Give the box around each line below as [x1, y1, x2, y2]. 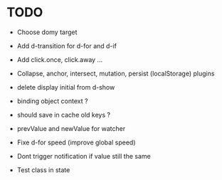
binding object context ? [16, 97, 88, 105]
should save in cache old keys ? [16, 110, 111, 119]
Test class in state [16, 165, 70, 174]
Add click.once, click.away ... [16, 55, 103, 64]
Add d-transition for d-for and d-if [16, 41, 117, 50]
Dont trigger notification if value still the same [16, 152, 151, 160]
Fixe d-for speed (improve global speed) [16, 138, 136, 147]
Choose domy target [16, 28, 78, 36]
